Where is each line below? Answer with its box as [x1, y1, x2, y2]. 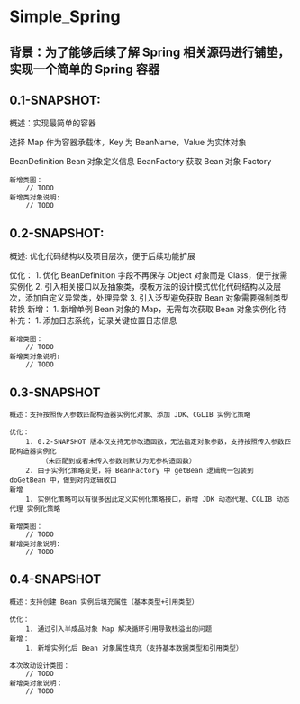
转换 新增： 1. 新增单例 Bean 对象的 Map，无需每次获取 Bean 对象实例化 [9, 304, 277, 315]
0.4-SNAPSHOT [9, 571, 102, 588]
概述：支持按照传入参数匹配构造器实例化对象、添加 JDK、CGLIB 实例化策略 [9, 411, 251, 420]
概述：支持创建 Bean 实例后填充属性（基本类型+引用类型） [9, 597, 199, 607]
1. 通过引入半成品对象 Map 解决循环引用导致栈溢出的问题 [25, 625, 213, 634]
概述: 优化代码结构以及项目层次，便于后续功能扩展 [9, 251, 195, 262]
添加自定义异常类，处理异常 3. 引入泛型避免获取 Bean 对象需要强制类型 [24, 292, 289, 303]
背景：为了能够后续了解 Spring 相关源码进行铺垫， [9, 44, 290, 60]
